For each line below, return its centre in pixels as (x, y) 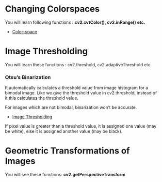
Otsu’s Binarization (28, 77)
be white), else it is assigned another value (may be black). (64, 131)
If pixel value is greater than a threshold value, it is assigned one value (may (81, 126)
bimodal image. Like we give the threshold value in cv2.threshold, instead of (81, 93)
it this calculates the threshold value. (42, 98)
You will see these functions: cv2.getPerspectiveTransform (65, 175)
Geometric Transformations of (67, 151)
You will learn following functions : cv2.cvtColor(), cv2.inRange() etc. (75, 22)
